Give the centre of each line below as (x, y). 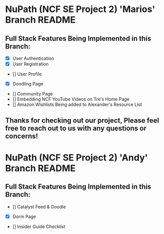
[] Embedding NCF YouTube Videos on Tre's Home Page (71, 99)
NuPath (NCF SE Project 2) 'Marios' (80, 9)
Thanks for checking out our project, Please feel (82, 120)
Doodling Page (28, 84)
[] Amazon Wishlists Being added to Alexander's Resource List (77, 104)
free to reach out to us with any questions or (76, 128)
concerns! (22, 136)
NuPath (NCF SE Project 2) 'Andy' (77, 157)
